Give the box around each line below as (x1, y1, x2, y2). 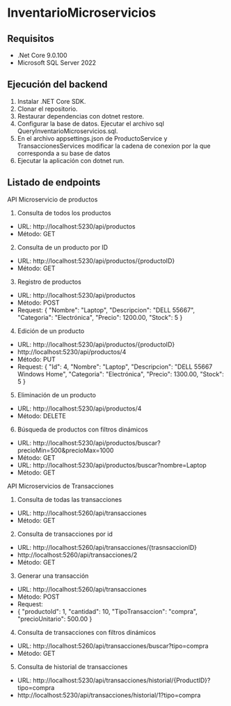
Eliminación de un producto (17, 390, 96, 399)
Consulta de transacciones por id (17, 530, 113, 538)
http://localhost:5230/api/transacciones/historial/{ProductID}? (33, 676, 211, 684)
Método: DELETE (17, 411, 66, 420)
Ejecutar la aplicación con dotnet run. (17, 156, 125, 164)
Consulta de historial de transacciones (17, 662, 128, 670)
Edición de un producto (17, 326, 85, 335)
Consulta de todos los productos (17, 208, 111, 217)
